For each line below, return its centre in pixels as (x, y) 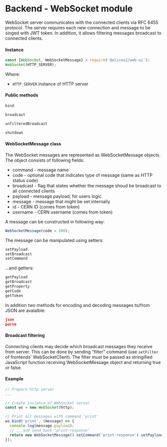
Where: (13, 74)
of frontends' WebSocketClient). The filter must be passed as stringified (79, 357)
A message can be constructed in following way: (55, 222)
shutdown (14, 133)
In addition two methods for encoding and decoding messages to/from (78, 305)
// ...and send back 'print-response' (50, 430)
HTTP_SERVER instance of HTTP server (50, 84)
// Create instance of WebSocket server (48, 403)
